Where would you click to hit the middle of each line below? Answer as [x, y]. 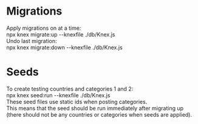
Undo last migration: [32, 41]
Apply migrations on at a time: [44, 28]
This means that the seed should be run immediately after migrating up [95, 108]
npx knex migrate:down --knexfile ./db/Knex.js [64, 47]
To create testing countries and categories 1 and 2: [70, 89]
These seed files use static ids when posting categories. [77, 102]
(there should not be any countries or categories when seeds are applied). [99, 114]
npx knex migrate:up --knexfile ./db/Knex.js [61, 34]
